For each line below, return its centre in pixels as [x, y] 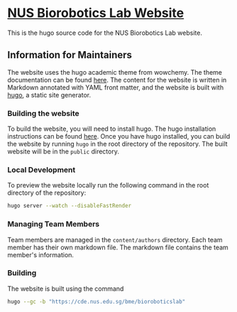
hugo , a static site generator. [49, 95]
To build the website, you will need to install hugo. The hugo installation [112, 129]
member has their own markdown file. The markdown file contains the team [118, 247]
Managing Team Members [54, 224]
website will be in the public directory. [63, 151]
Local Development [42, 170]
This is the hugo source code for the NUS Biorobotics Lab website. [105, 33]
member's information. [41, 254]
